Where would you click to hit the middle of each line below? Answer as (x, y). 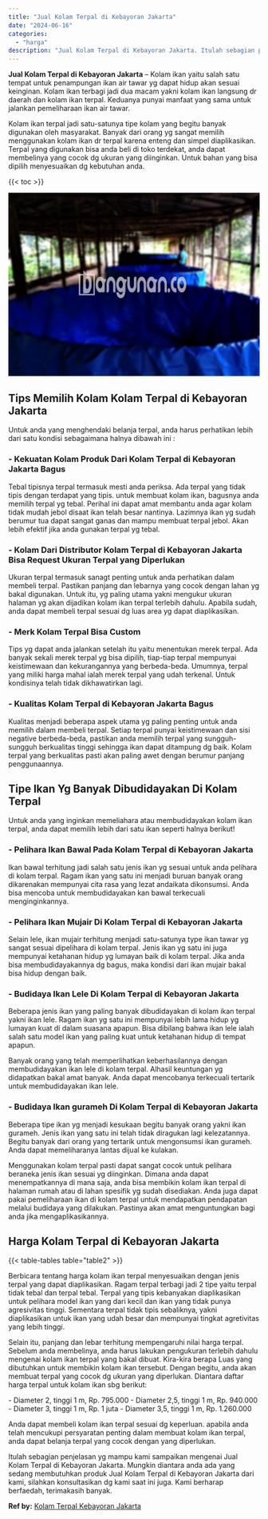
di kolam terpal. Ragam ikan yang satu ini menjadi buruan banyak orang (126, 876)
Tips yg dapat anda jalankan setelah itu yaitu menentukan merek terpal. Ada (133, 649)
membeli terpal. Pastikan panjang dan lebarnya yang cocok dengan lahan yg (134, 586)
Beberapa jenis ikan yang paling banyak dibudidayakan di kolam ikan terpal (132, 1012)
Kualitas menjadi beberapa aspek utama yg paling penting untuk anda (123, 721)
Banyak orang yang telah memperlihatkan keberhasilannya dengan (118, 1061)
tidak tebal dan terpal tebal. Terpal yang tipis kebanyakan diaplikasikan (124, 1293)
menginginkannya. (39, 901)
